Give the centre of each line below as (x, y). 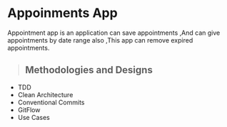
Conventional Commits (51, 102)
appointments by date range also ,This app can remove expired (100, 40)
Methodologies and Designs (89, 70)
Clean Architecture (45, 94)
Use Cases (34, 117)
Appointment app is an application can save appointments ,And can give (114, 33)
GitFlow (29, 110)
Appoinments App (62, 13)
